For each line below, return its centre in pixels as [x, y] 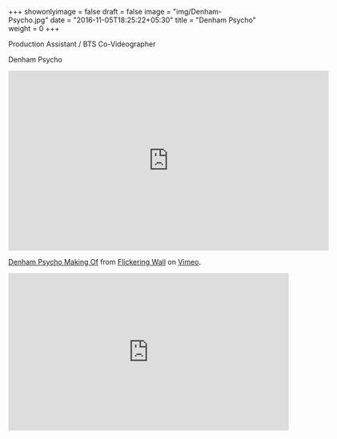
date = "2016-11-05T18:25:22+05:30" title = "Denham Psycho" [153, 20]
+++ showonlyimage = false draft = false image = [90, 12]
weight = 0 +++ [34, 28]
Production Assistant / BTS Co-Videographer [82, 44]
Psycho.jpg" [28, 20]
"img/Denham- [198, 12]
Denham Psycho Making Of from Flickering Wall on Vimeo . [105, 262]
